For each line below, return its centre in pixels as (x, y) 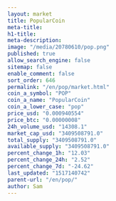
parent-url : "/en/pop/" (43, 180)
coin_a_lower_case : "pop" (46, 107)
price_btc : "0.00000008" (44, 120)
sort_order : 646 (31, 80)
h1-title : (22, 34)
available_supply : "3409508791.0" (59, 147)
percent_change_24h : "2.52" (49, 160)
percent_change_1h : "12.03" (49, 153)
